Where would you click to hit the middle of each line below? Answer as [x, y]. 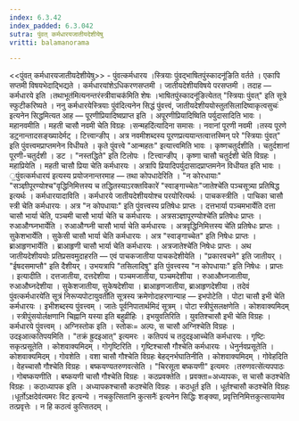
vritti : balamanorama [50, 42]
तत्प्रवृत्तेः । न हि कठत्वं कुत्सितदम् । [59, 407]
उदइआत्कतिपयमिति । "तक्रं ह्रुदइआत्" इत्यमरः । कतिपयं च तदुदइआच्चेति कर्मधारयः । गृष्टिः [137, 336]
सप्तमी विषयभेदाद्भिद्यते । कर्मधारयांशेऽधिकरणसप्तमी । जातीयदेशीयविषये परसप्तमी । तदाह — [141, 86]
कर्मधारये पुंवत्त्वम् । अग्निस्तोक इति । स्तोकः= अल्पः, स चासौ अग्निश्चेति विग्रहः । [122, 326]
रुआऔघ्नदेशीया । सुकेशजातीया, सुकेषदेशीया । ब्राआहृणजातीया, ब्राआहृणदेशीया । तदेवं [129, 286]
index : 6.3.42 [36, 17]
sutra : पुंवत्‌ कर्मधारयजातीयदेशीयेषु [56, 34]
